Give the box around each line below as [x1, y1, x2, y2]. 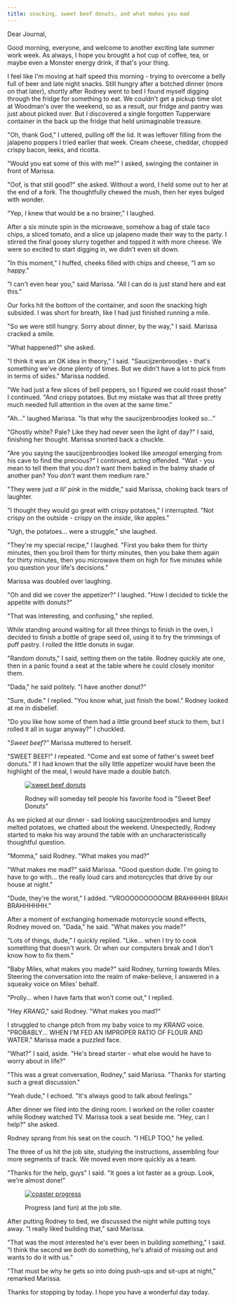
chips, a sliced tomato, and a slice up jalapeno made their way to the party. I [7, 230, 227, 238]
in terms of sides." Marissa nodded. [7, 371, 110, 380]
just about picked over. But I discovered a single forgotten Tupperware [7, 109, 211, 118]
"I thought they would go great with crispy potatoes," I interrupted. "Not [7, 506, 214, 514]
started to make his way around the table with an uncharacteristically [7, 830, 207, 839]
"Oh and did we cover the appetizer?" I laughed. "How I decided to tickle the [7, 590, 228, 599]
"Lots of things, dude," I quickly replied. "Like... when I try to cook [7, 936, 197, 944]
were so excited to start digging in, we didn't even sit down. [7, 244, 180, 254]
